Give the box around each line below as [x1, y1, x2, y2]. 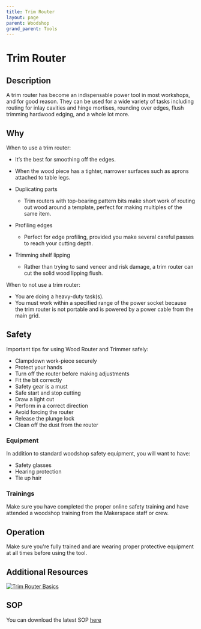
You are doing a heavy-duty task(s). [14, 293, 104, 300]
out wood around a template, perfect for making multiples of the [23, 204, 182, 211]
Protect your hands [14, 363, 63, 371]
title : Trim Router [6, 8, 55, 15]
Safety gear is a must [14, 383, 68, 390]
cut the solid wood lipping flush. [23, 269, 103, 277]
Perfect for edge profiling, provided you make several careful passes [23, 233, 194, 241]
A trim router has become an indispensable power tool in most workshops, [6, 92, 190, 99]
